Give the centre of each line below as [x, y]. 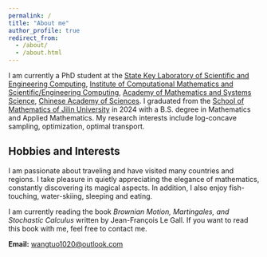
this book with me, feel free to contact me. [78, 228]
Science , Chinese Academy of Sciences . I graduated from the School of [126, 101]
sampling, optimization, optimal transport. [77, 126]
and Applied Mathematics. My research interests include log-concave [123, 118]
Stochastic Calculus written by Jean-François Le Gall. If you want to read [128, 219]
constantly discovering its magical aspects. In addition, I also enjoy [118, 188]
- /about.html [39, 53]
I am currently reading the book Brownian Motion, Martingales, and [119, 212]
